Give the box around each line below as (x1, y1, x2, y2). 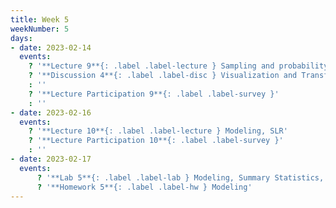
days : (10, 33, 33, 43)
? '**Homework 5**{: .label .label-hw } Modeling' (36, 182, 253, 192)
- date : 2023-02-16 (10, 107, 92, 118)
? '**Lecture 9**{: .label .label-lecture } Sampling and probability (28, 61, 329, 71)
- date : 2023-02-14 (10, 42, 92, 53)
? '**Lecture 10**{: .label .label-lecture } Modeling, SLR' (28, 126, 288, 136)
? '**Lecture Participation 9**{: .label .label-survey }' (28, 89, 280, 99)
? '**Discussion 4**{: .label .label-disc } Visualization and (28, 71, 298, 81)
